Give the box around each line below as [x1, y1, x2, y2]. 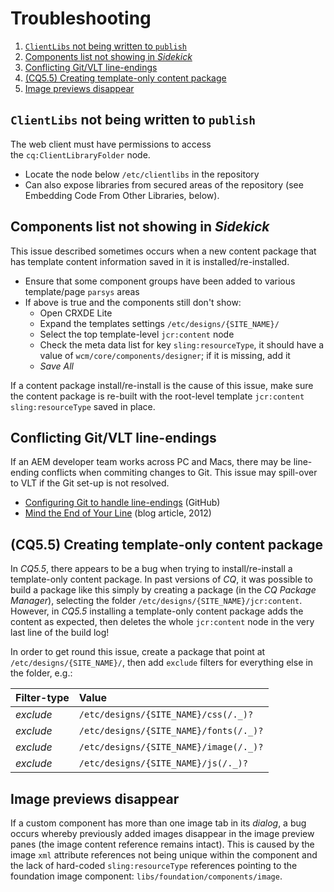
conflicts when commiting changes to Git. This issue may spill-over [41, 467, 318, 479]
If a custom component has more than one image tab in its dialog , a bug [10, 817, 307, 829]
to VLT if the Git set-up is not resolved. [10, 477, 170, 489]
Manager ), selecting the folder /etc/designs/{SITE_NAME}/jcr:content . [10, 595, 303, 607]
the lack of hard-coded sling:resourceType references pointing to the [10, 860, 298, 871]
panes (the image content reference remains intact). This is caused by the [10, 838, 315, 850]
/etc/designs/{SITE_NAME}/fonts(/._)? [78, 725, 264, 737]
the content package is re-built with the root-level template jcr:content [10, 390, 305, 402]
